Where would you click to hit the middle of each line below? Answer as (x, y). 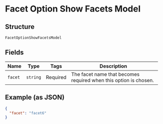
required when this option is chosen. (113, 80)
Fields (15, 52)
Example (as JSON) (35, 97)
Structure (20, 27)
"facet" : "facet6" (28, 113)
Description (113, 66)
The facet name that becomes (105, 74)
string (33, 77)
